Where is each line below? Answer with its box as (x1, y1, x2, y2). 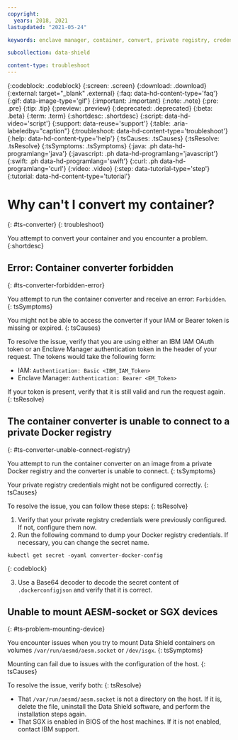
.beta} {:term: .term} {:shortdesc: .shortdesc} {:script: (7, 111, 164, 120)
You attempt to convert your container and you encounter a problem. (7, 233, 208, 242)
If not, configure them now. (17, 523, 97, 531)
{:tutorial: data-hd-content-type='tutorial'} (7, 172, 131, 180)
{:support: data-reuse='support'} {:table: (52, 119, 171, 128)
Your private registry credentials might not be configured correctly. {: (7, 480, 209, 489)
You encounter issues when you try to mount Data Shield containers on (7, 639, 215, 647)
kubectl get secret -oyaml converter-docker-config (7, 551, 163, 559)
